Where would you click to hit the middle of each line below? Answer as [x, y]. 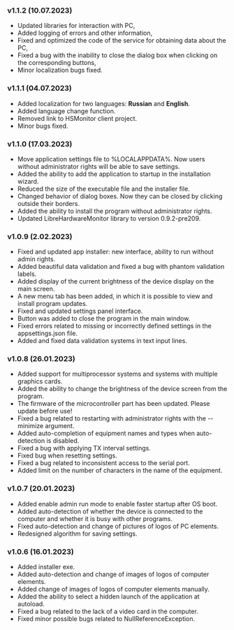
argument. [60, 426]
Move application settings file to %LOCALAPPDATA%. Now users [111, 159]
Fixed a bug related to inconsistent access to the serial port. [103, 463]
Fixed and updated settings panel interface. [80, 311]
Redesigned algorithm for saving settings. [77, 534]
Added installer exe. [46, 567]
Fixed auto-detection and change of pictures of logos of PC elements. [118, 526]
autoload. [31, 604]
